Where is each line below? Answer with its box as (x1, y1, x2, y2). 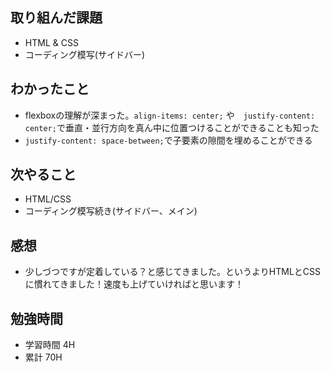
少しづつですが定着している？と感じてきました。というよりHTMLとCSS (24, 266, 322, 278)
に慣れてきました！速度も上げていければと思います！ (24, 278, 244, 290)
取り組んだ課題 (10, 9, 103, 27)
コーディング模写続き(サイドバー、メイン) (24, 205, 198, 217)
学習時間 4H (24, 339, 76, 351)
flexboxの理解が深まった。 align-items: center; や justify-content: (24, 109, 316, 121)
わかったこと (10, 81, 90, 98)
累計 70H (24, 351, 63, 363)
